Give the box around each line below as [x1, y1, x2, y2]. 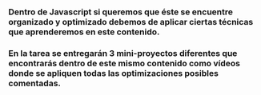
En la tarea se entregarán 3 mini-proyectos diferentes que [8, 47, 238, 58]
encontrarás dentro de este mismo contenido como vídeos [8, 57, 240, 69]
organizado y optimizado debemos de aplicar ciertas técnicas [8, 16, 254, 27]
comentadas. [8, 77, 62, 89]
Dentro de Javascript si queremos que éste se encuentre [8, 6, 234, 18]
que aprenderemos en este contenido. [8, 26, 160, 38]
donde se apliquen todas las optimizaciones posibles [8, 67, 219, 78]
